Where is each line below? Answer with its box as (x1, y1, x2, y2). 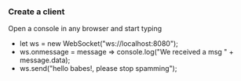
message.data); (19, 55, 71, 65)
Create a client (8, 6, 65, 17)
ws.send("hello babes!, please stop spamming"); (19, 64, 177, 73)
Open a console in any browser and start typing (8, 24, 162, 33)
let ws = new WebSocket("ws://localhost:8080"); (19, 39, 179, 48)
